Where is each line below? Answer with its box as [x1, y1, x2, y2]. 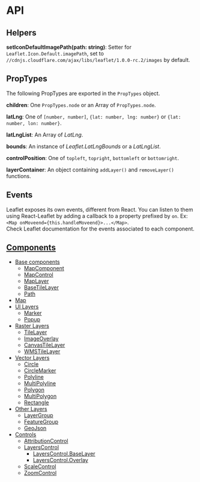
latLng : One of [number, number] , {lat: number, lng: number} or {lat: [6, 113, 181, 120]
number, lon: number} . [6, 119, 62, 126]
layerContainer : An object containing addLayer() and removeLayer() [6, 166, 174, 173]
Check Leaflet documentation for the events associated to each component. [6, 225, 195, 232]
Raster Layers [14, 323, 49, 330]
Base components [14, 258, 60, 265]
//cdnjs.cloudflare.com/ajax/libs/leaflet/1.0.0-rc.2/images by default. [6, 57, 190, 63]
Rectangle [23, 399, 49, 406]
